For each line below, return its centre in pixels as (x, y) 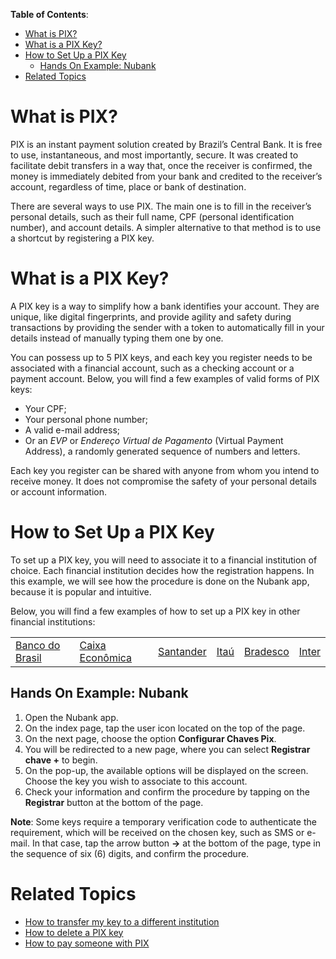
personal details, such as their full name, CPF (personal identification (152, 216)
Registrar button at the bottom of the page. (114, 802)
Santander (182, 651)
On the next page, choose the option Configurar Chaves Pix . (150, 738)
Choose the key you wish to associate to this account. (136, 781)
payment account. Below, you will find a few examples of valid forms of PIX (165, 378)
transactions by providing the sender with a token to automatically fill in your (167, 327)
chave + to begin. (61, 760)
